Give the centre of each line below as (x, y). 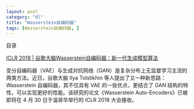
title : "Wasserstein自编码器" (41, 22)
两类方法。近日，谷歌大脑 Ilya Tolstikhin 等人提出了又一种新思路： (86, 78)
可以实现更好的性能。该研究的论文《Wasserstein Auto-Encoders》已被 (102, 93)
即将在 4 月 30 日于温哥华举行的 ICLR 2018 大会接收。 (72, 100)
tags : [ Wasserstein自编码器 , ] (43, 28)
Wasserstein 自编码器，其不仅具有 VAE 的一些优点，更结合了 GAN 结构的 (95, 85)
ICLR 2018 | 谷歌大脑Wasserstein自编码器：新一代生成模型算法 (82, 58)
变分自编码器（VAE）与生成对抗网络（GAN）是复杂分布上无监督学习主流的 (97, 71)
